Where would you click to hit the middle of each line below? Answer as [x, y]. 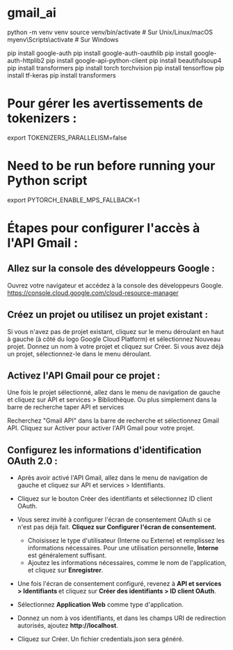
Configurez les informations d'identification [104, 450]
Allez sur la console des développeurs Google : [111, 269]
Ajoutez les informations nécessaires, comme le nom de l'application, [127, 563]
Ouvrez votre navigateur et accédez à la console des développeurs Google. [115, 285]
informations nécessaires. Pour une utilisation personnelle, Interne [123, 548]
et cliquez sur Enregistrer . [65, 570]
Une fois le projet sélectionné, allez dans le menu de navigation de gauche [114, 393]
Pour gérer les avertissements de [105, 104]
